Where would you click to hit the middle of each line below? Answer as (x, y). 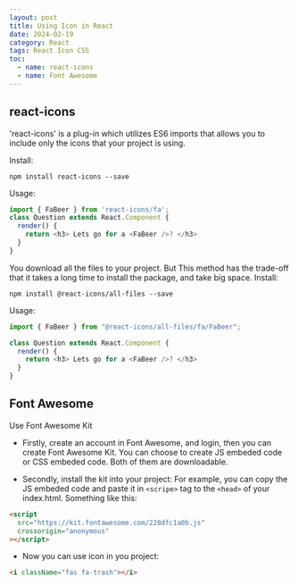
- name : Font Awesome (58, 76)
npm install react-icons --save (69, 176)
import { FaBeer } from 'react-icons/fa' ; (89, 209)
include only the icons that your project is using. (97, 143)
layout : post (33, 17)
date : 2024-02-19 (41, 34)
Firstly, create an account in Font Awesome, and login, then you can (147, 442)
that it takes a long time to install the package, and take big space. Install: (144, 277)
